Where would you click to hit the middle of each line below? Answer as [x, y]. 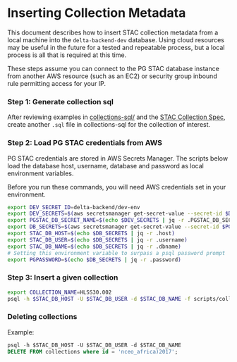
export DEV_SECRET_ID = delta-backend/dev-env [74, 207]
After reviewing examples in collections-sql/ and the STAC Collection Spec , [116, 117]
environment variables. [41, 173]
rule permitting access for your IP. [57, 83]
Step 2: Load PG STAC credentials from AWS [85, 143]
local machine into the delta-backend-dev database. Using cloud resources [116, 39]
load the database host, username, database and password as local [106, 166]
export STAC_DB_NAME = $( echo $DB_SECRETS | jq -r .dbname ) [94, 246]
